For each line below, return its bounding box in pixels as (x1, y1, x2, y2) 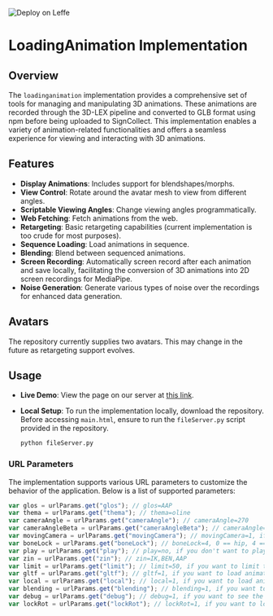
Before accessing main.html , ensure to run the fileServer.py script (19, 415, 245, 425)
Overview (8, 68, 59, 82)
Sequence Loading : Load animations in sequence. (19, 239, 189, 249)
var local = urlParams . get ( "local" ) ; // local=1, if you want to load (8, 577, 253, 586)
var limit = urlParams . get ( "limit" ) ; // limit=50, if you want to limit (8, 562, 260, 570)
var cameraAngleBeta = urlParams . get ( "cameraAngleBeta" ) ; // (8, 524, 220, 533)
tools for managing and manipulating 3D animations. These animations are (8, 99, 258, 108)
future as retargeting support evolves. (8, 345, 136, 354)
